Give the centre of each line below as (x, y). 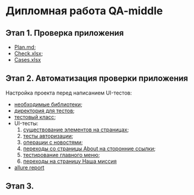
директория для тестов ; (44, 111)
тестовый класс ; (35, 117)
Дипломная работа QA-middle (84, 11)
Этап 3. (20, 186)
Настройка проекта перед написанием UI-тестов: (69, 93)
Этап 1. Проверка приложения (65, 33)
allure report (29, 167)
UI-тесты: (26, 123)
